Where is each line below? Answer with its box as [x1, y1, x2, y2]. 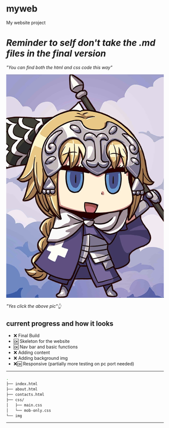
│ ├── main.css [6, 402, 42, 407]
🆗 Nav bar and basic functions [13, 344, 78, 350]
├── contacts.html [6, 392, 44, 397]
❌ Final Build [13, 333, 40, 339]
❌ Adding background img [13, 355, 68, 361]
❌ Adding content [13, 349, 50, 356]
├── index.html [6, 381, 38, 386]
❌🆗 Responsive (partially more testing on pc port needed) [13, 361, 134, 367]
